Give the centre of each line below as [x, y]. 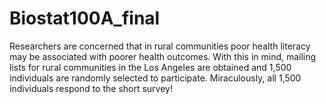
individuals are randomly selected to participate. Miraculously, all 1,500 [155, 78]
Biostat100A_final [85, 18]
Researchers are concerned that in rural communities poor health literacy [160, 46]
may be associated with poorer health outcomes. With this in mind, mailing [163, 56]
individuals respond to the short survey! [91, 88]
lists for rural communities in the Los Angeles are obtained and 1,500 [150, 67]
